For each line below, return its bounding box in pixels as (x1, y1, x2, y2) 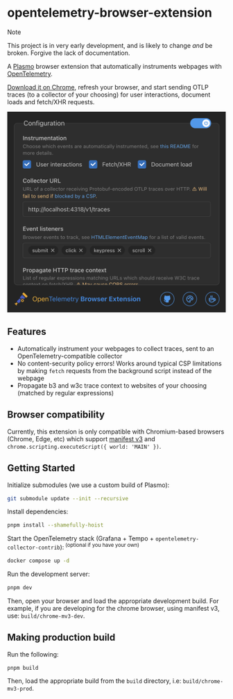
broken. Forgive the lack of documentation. (7, 49, 130, 57)
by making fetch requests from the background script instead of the (17, 366, 212, 375)
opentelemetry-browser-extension (7, 5, 213, 21)
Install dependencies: (7, 507, 69, 516)
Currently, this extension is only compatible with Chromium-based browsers (7, 427, 225, 436)
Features (7, 326, 46, 338)
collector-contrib (7, 544, 60, 551)
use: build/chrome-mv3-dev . (7, 611, 85, 620)
